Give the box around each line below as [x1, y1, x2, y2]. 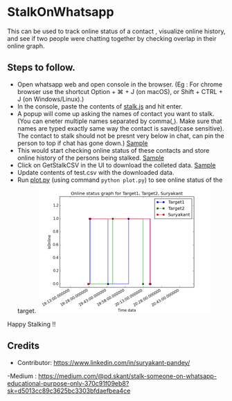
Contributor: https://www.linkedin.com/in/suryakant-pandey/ [17, 358, 190, 366]
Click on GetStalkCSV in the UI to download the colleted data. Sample [17, 160, 216, 169]
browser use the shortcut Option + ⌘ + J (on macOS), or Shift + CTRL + [17, 87, 223, 95]
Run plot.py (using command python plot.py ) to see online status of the [17, 176, 223, 184]
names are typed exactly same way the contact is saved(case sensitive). [17, 124, 224, 132]
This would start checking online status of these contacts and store [17, 146, 210, 154]
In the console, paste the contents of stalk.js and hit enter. [17, 102, 184, 111]
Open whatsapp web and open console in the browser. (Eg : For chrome [17, 80, 223, 88]
